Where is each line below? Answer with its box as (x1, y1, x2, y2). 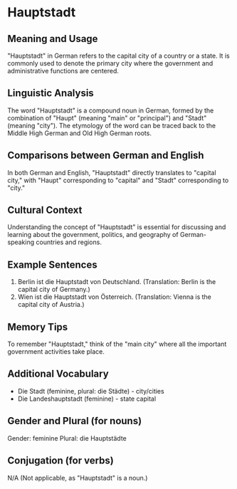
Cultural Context (7, 204, 83, 216)
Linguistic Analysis (7, 87, 94, 100)
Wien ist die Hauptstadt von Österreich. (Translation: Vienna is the (17, 293, 211, 301)
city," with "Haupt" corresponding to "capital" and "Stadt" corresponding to (7, 176, 229, 184)
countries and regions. (35, 238, 102, 246)
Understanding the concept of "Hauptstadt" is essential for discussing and (7, 223, 226, 231)
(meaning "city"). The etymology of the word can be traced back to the (7, 121, 216, 130)
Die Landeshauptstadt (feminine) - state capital (17, 394, 157, 403)
